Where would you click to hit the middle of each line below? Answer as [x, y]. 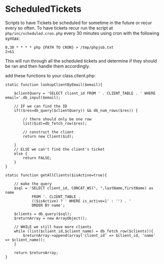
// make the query [33, 184]
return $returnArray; [36, 253]
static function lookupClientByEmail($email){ [54, 85]
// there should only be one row [57, 119]
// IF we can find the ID [41, 106]
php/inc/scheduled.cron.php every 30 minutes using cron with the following [82, 33]
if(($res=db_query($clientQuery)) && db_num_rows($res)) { [76, 110]
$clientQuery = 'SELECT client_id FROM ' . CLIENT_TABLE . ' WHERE [85, 93]
